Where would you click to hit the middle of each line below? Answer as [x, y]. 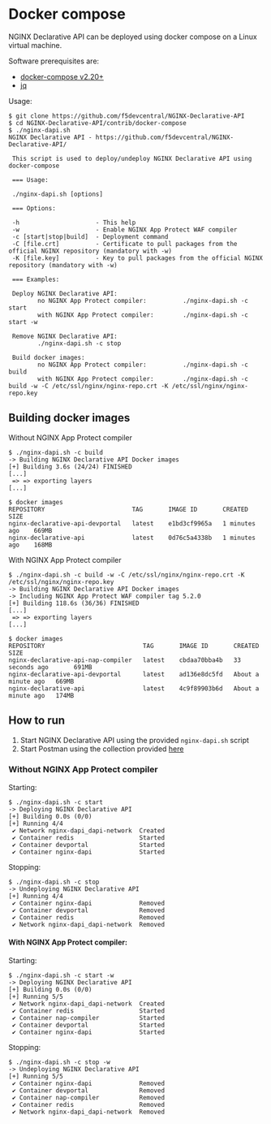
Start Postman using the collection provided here [102, 749]
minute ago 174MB [41, 695]
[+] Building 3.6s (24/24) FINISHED [70, 467]
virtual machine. [35, 45]
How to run [37, 721]
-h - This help [74, 223]
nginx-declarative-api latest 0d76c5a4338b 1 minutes [132, 538]
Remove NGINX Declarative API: [65, 336]
